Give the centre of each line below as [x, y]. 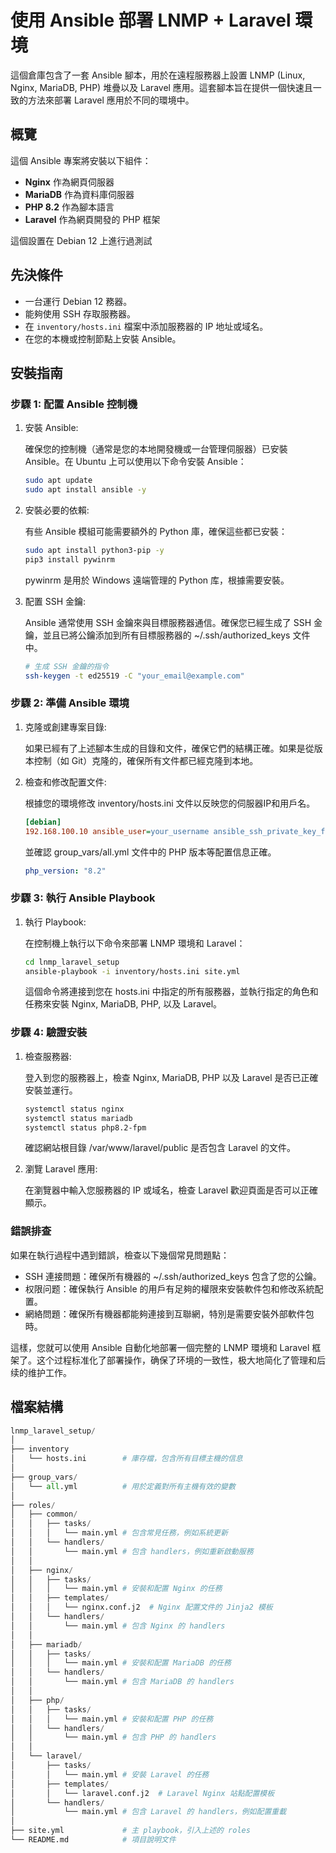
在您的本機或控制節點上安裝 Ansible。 [103, 338]
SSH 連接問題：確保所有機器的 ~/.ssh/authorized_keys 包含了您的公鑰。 [173, 1276]
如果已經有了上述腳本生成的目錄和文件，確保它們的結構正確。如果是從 [169, 748]
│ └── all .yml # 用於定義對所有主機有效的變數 [123, 1486]
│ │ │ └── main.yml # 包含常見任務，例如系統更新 [119, 1533]
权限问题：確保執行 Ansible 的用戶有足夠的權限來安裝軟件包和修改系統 [169, 1288]
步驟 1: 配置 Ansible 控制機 [74, 404]
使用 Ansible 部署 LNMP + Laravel [151, 20]
